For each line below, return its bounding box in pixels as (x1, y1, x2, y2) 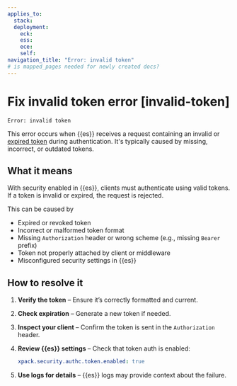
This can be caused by (7, 205, 74, 213)
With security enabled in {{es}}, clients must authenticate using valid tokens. (7, 183, 231, 192)
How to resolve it (7, 277, 83, 289)
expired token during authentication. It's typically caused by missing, (7, 137, 208, 145)
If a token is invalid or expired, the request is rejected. (7, 191, 164, 200)
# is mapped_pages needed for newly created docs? (7, 63, 160, 70)
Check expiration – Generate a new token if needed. (17, 310, 171, 318)
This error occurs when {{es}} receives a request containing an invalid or (7, 129, 220, 138)
